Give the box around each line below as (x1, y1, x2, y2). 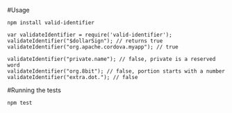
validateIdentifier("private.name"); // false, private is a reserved (7, 55, 216, 62)
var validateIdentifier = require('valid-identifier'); (7, 31, 172, 38)
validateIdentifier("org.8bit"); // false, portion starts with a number (7, 68, 226, 75)
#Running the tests (7, 86, 61, 94)
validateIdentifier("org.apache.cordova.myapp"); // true (7, 44, 179, 51)
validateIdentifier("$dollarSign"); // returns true (7, 37, 163, 44)
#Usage (7, 6, 30, 14)
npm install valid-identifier (7, 19, 95, 26)
